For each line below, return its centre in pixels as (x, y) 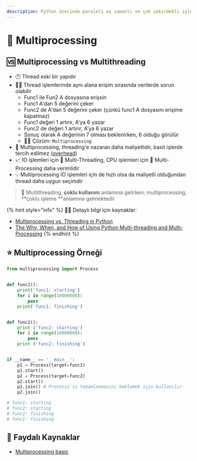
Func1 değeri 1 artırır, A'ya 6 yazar (64, 122)
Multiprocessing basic (42, 452)
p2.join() (29, 393)
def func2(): (23, 322)
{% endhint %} (61, 233)
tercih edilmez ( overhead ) (46, 153)
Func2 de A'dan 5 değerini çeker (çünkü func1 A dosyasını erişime (103, 109)
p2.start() (30, 381)
